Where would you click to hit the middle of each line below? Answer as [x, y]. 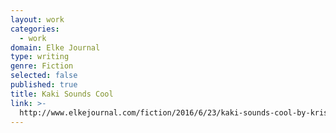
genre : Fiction [42, 66]
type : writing [40, 57]
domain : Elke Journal [55, 47]
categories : [35, 29]
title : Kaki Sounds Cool [62, 94]
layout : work [37, 19]
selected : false [44, 76]
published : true [44, 85]
